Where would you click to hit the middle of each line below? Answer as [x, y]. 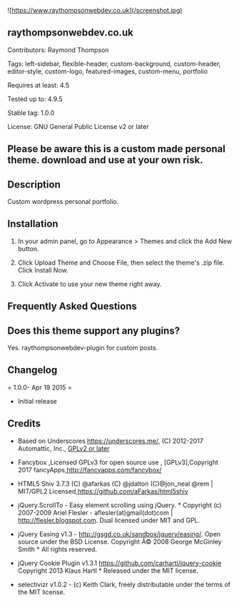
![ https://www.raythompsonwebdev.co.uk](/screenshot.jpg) [95, 10]
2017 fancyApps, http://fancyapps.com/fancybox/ [90, 469]
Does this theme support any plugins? [94, 331]
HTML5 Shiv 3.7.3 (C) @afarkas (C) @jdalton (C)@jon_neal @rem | [115, 484]
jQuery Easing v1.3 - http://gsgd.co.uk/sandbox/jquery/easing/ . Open [119, 534]
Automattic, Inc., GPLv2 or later [63, 448]
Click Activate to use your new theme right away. [90, 284]
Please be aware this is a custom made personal [117, 149]
